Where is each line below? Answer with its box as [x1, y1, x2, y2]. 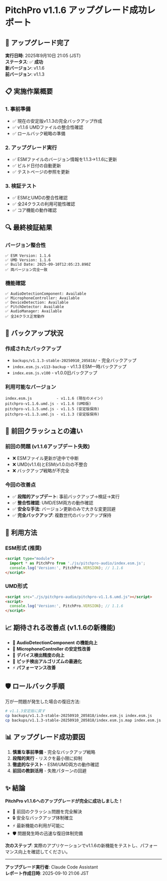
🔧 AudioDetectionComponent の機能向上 [12, 640, 98, 646]
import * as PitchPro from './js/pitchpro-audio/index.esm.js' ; [9, 560, 146, 566]
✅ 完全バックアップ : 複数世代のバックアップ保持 [12, 512, 112, 519]
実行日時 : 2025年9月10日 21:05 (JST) [5, 53, 81, 58]
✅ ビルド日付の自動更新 [12, 163, 61, 169]
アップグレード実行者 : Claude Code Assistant [5, 864, 98, 870]
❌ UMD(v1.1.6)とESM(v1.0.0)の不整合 [12, 461, 88, 467]
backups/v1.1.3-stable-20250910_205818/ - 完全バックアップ [12, 357, 137, 363]
